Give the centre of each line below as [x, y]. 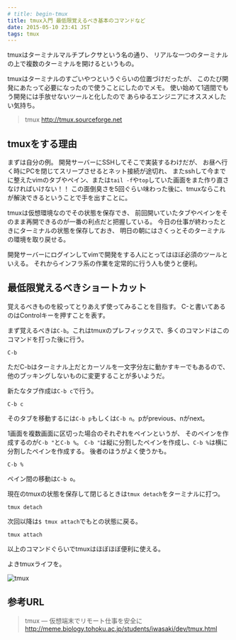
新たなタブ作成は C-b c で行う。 [52, 391]
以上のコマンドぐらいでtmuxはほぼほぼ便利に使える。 [86, 548]
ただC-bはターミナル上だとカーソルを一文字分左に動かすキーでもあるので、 [118, 367]
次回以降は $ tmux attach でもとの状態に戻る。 [74, 521]
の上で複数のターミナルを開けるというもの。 [73, 64]
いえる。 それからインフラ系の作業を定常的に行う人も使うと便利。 [105, 264]
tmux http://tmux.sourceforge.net [73, 120]
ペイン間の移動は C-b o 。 [43, 478]
